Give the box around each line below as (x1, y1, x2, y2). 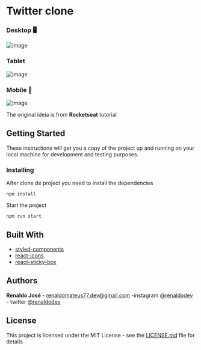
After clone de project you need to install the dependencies (6, 179, 153, 187)
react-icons (14, 252, 44, 259)
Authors (6, 275, 38, 286)
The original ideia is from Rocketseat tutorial (6, 111, 117, 118)
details (6, 338, 23, 345)
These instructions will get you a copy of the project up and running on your (6, 144, 194, 152)
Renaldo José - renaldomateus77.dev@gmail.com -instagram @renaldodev (6, 292, 193, 299)
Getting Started (6, 128, 66, 139)
